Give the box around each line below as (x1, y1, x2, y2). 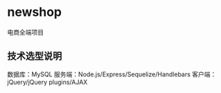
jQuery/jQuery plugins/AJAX (7, 78, 88, 86)
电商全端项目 (7, 28, 44, 36)
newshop (7, 4, 62, 20)
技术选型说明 (7, 50, 62, 62)
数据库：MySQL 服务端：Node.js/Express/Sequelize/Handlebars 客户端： (7, 70, 217, 78)
